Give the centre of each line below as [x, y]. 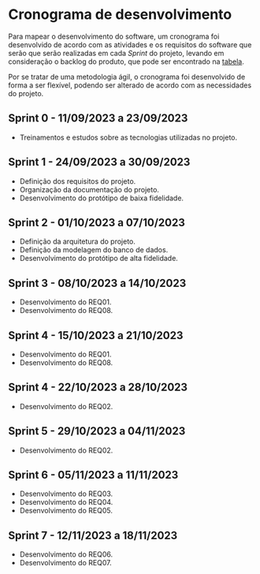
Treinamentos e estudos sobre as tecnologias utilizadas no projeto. [128, 137]
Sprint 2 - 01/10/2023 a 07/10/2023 [97, 222]
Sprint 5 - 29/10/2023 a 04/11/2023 [97, 431]
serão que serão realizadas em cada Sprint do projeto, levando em [116, 53]
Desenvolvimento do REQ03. [66, 494]
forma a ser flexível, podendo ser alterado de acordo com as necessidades [130, 85]
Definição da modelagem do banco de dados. [94, 250]
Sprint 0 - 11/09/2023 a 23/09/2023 [98, 119]
